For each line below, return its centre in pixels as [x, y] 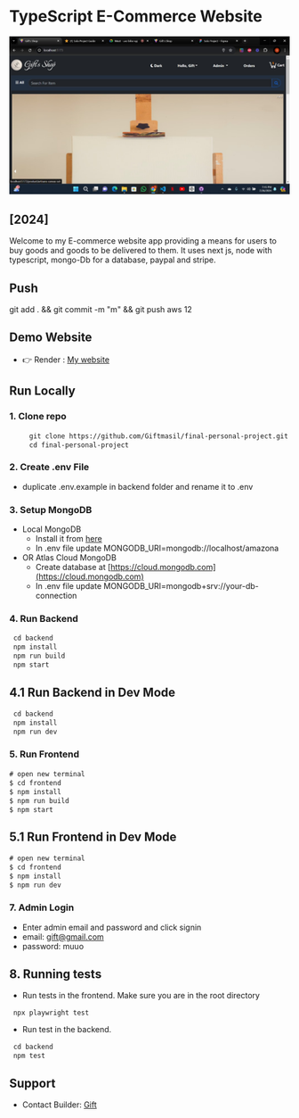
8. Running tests [56, 974]
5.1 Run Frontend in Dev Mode [93, 836]
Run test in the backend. [67, 1030]
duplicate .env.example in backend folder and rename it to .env [137, 486]
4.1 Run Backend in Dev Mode [93, 692]
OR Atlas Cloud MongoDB [69, 558]
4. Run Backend [44, 619]
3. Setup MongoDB [51, 509]
